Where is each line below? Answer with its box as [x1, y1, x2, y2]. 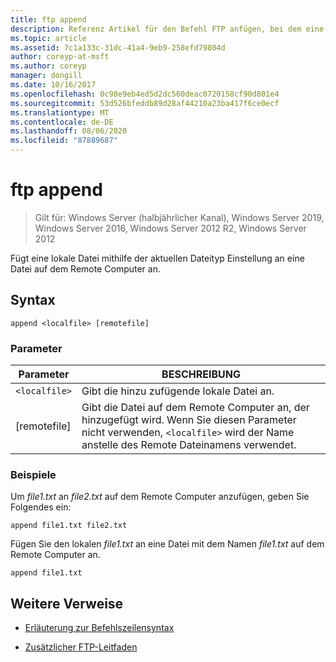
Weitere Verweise [10, 595, 124, 612]
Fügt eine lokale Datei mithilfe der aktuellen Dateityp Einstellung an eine [10, 252, 305, 264]
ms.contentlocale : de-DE [10, 117, 114, 127]
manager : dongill [10, 71, 83, 81]
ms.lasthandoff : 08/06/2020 [10, 126, 128, 136]
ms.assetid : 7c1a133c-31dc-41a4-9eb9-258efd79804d [10, 42, 226, 53]
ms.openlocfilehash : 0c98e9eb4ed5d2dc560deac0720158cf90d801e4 [10, 89, 280, 99]
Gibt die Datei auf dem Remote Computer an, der [81, 401, 310, 415]
